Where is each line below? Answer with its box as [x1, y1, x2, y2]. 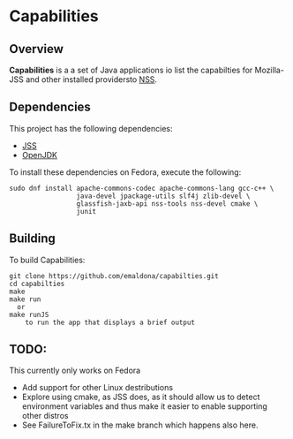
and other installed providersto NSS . [25, 74, 157, 85]
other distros [21, 411, 69, 421]
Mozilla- [254, 64, 285, 75]
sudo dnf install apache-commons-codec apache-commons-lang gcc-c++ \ [9, 184, 274, 193]
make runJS [9, 310, 49, 319]
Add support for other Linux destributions [21, 382, 174, 393]
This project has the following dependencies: [9, 123, 173, 133]
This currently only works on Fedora [9, 365, 141, 376]
